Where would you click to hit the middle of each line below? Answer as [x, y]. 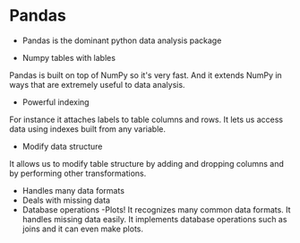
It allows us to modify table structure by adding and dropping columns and [147, 163]
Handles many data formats [73, 190]
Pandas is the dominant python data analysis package [122, 40]
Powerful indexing [56, 102]
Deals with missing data [66, 200]
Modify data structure [62, 146]
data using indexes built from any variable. [88, 129]
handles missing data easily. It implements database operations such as [154, 219]
